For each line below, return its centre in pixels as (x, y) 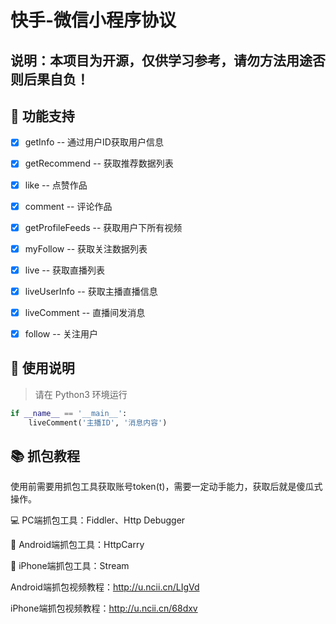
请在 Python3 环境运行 (81, 394)
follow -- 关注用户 (61, 333)
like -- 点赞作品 (56, 185)
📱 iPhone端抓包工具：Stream (70, 566)
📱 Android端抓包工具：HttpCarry (77, 545)
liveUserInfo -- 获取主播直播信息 (91, 291)
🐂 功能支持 (42, 116)
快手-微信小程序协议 (93, 20)
